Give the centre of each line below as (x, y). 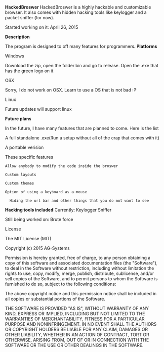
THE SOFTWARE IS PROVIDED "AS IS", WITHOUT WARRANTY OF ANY (77, 308)
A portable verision (24, 147)
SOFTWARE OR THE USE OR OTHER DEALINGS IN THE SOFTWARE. (74, 345)
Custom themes (20, 183)
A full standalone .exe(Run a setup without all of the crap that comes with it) (82, 138)
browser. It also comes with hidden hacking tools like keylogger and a (76, 12)
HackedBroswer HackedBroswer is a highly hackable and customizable (78, 7)
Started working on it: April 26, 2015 (42, 27)
